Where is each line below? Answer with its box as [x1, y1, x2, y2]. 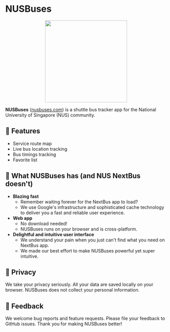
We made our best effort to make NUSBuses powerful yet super [20, 247, 155, 254]
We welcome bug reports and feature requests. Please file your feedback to [5, 316, 165, 322]
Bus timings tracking [12, 151, 56, 157]
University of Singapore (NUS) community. [5, 112, 96, 118]
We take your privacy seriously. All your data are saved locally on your [5, 281, 154, 287]
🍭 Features [5, 127, 40, 136]
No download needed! [20, 220, 68, 226]
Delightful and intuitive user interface [12, 231, 95, 237]
